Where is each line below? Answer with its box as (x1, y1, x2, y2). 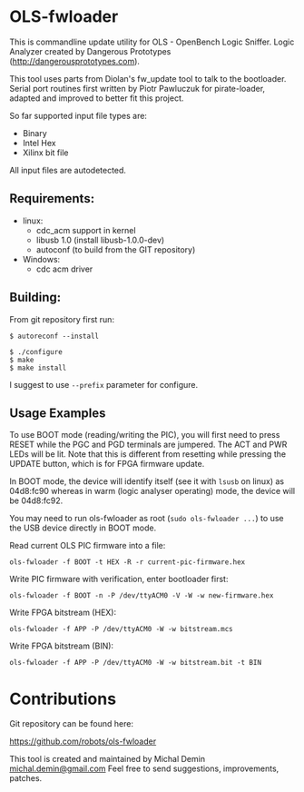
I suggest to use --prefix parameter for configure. (9, 379, 199, 390)
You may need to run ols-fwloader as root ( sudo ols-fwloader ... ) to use (9, 513, 284, 524)
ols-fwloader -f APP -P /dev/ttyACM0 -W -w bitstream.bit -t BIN (9, 658, 261, 668)
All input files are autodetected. (9, 164, 127, 175)
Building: (9, 290, 62, 305)
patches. (9, 773, 43, 784)
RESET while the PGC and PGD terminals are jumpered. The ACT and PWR (9, 439, 288, 450)
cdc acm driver (35, 263, 93, 274)
